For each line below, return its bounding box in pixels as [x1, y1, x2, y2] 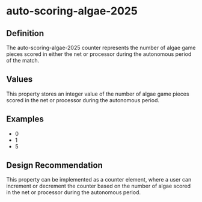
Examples [6, 114, 44, 124]
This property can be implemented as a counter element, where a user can [6, 176, 192, 183]
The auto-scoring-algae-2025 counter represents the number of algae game [6, 44, 196, 51]
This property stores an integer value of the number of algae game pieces [6, 90, 189, 97]
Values [6, 74, 33, 85]
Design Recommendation [6, 161, 103, 171]
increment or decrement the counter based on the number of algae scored [6, 182, 191, 190]
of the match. [6, 57, 40, 64]
